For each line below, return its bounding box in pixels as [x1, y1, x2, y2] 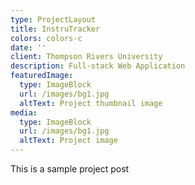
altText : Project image [19, 136, 118, 146]
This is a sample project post [10, 163, 130, 175]
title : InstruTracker [10, 24, 101, 34]
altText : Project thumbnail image [19, 98, 163, 108]
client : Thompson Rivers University [10, 52, 163, 62]
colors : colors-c [10, 33, 83, 43]
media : [10, 107, 38, 118]
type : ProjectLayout [10, 14, 97, 25]
